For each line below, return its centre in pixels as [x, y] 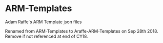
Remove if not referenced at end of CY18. [47, 36]
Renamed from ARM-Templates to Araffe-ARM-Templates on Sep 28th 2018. [82, 31]
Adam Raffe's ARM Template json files [43, 22]
